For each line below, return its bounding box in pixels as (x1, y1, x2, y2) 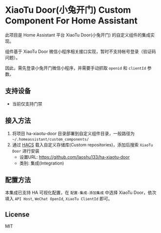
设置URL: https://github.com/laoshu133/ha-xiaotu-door (19, 154, 130, 160)
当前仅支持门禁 (12, 101, 42, 107)
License (5, 210, 30, 218)
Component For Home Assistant (5, 15, 138, 26)
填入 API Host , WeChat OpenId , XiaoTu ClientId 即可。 (5, 196, 113, 202)
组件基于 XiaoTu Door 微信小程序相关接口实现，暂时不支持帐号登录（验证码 (5, 48, 156, 54)
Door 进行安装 (12, 148, 40, 154)
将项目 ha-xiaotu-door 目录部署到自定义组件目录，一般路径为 (12, 130, 135, 136)
